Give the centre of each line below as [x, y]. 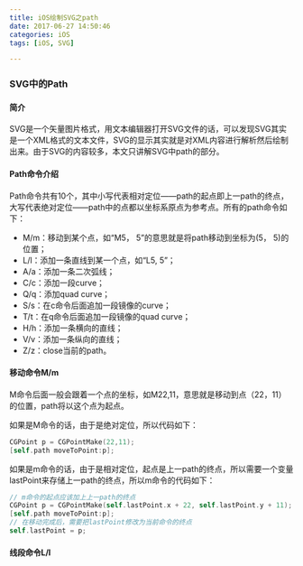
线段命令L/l [30, 552]
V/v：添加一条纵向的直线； [72, 339]
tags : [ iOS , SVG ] [42, 43]
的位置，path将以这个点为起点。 [69, 405]
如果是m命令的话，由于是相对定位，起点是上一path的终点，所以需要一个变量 [151, 469]
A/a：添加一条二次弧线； [69, 271]
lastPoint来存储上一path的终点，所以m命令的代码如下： [112, 480]
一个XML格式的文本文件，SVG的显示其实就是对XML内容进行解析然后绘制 [152, 140]
